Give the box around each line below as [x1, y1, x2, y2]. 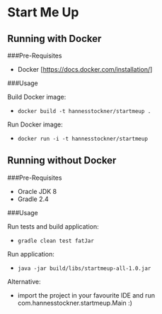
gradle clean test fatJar [17, 237, 94, 244]
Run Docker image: [7, 120, 64, 129]
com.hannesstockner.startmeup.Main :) [17, 298, 133, 307]
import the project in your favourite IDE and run [17, 291, 156, 299]
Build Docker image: [7, 93, 66, 101]
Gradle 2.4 [17, 195, 50, 203]
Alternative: [7, 277, 41, 286]
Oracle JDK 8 [17, 187, 57, 195]
